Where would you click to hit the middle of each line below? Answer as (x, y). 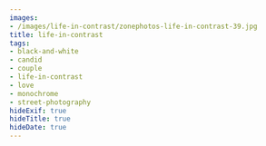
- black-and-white (44, 52)
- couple (26, 69)
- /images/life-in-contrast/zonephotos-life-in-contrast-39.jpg (133, 26)
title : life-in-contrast (56, 34)
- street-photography (50, 102)
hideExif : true (38, 111)
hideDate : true (38, 128)
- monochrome (34, 93)
